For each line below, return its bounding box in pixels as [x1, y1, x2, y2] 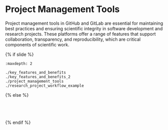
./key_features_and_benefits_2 [5, 74, 71, 79]
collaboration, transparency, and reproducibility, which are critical [5, 36, 141, 42]
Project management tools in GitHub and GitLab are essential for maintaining [5, 20, 163, 26]
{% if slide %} [5, 51, 34, 57]
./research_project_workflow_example [5, 83, 84, 88]
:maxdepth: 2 [5, 61, 33, 66]
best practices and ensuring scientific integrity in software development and [5, 25, 163, 31]
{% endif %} [5, 119, 31, 125]
